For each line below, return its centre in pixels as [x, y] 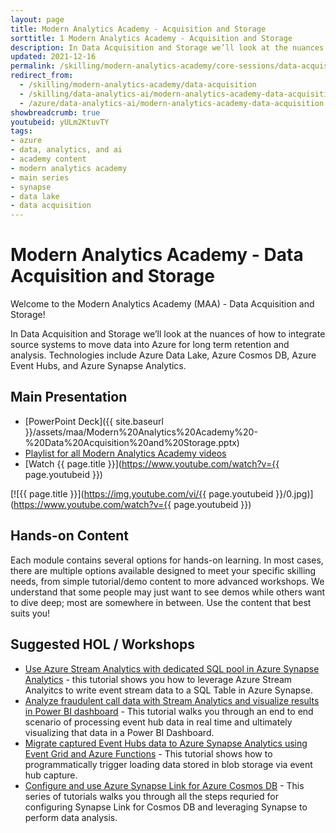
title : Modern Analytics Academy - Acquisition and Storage [138, 29]
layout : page [37, 19]
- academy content [48, 159]
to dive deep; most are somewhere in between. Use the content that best [161, 602]
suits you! [30, 613]
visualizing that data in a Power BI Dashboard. [119, 732]
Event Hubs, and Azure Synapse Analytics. [98, 366]
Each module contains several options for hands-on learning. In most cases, [167, 560]
